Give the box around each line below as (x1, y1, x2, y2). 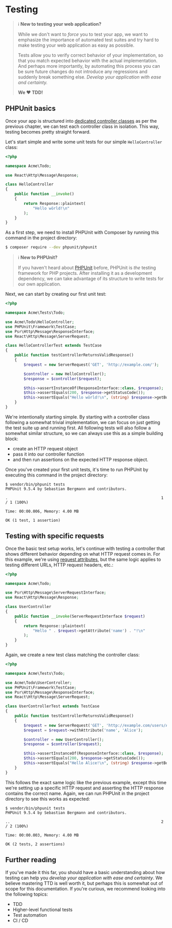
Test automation (12, 912, 47, 918)
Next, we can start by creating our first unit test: (5, 291, 106, 297)
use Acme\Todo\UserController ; (5, 680, 72, 685)
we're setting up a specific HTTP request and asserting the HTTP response (5, 785, 164, 791)
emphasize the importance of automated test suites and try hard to (17, 36, 159, 43)
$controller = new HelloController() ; (24, 371, 106, 376)
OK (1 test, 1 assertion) (5, 518, 60, 523)
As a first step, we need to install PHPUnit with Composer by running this (5, 230, 159, 236)
